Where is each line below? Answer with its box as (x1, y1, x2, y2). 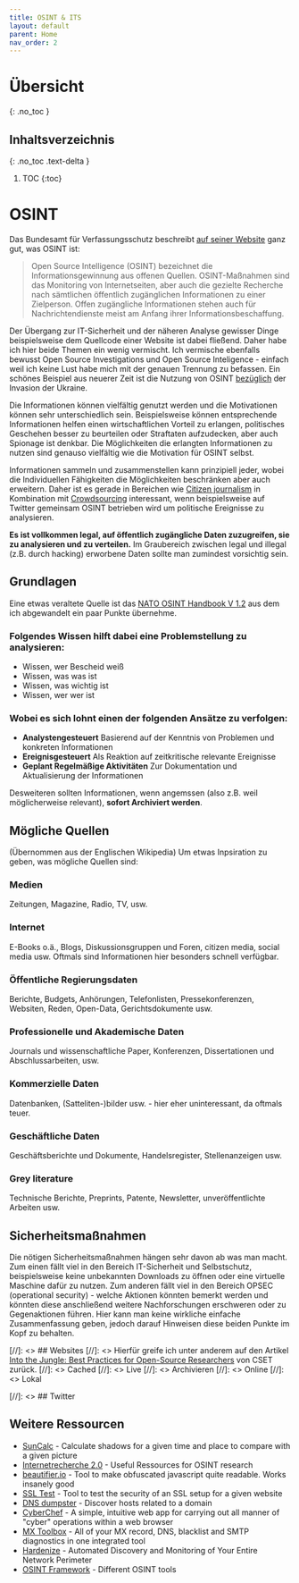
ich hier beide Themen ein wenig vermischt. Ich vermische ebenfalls (9, 344, 261, 355)
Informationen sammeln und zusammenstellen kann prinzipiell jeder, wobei (9, 464, 284, 475)
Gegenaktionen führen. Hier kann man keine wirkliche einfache (9, 1309, 241, 1319)
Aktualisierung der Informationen (21, 770, 144, 781)
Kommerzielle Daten (9, 1078, 100, 1090)
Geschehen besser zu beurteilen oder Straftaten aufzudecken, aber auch (9, 428, 278, 439)
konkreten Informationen (21, 742, 113, 753)
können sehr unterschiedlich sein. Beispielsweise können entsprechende (9, 408, 278, 420)
